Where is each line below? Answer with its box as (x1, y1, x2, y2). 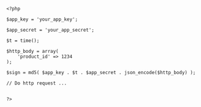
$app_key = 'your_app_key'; (6, 16, 78, 22)
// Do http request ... (6, 80, 67, 86)
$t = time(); (6, 38, 40, 44)
